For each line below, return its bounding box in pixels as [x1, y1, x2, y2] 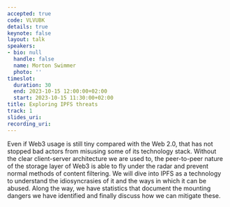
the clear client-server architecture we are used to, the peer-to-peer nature [7, 154, 223, 162]
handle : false [13, 56, 54, 63]
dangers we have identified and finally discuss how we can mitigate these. [7, 191, 221, 199]
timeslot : [7, 75, 36, 82]
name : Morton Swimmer [13, 62, 77, 69]
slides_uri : [7, 114, 42, 121]
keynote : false [7, 29, 52, 37]
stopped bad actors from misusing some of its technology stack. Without [7, 147, 217, 155]
